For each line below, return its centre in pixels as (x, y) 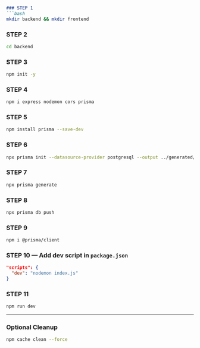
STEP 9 (17, 228)
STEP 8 (17, 200)
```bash (16, 13)
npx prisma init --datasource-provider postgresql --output (82, 157)
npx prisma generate (32, 185)
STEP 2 (17, 34)
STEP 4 (17, 89)
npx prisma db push (30, 212)
